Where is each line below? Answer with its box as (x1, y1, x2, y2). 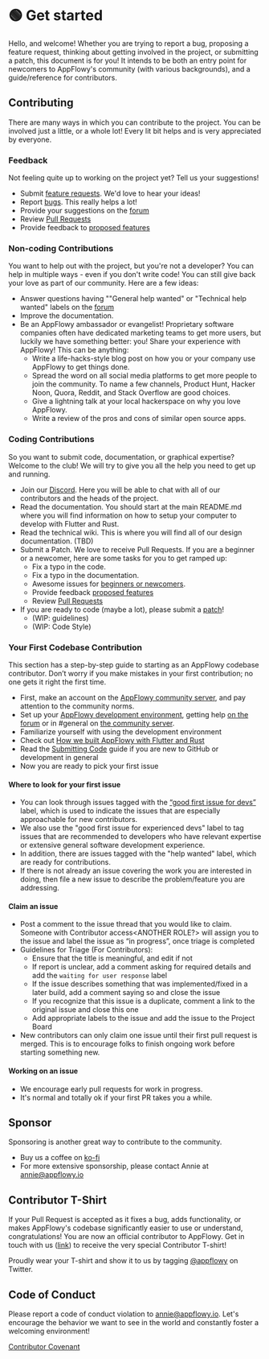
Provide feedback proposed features (31, 587, 154, 597)
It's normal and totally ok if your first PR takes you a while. (19, 1093, 213, 1102)
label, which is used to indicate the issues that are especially (19, 806, 221, 816)
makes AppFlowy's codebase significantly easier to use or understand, (8, 1223, 243, 1233)
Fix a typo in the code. (31, 561, 106, 572)
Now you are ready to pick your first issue (19, 761, 159, 770)
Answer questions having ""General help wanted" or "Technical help (19, 294, 247, 304)
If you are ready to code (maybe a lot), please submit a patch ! (19, 605, 225, 614)
